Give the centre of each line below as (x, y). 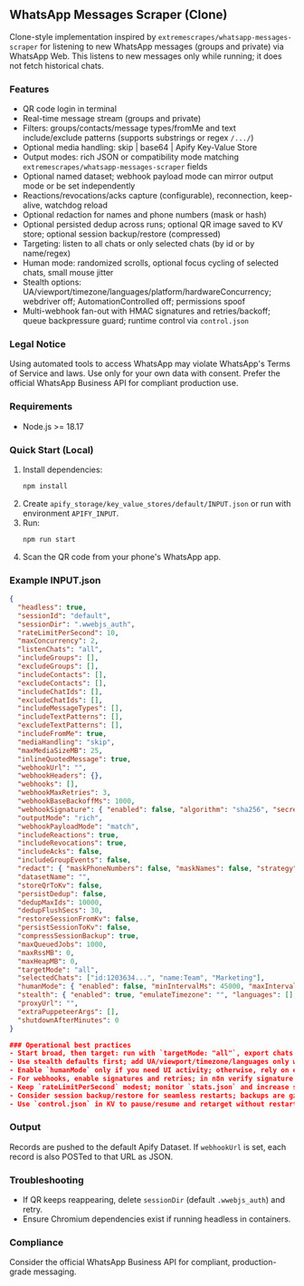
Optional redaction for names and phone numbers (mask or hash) (144, 215)
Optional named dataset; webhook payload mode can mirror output (148, 177)
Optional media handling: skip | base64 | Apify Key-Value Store (140, 148)
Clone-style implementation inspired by (83, 36)
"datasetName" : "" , (54, 877)
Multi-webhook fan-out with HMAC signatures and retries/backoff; (147, 311)
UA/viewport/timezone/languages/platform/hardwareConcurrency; (147, 292)
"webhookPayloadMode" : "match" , (79, 827)
